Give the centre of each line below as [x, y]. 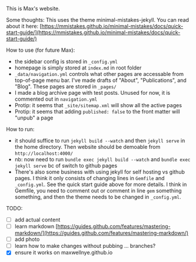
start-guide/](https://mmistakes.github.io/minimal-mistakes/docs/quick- [93, 32]
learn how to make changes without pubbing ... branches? [85, 246]
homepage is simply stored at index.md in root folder [78, 68]
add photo [27, 239]
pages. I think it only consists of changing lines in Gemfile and [89, 178]
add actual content [37, 220]
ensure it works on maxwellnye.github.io [64, 253]
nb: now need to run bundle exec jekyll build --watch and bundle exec [102, 159]
